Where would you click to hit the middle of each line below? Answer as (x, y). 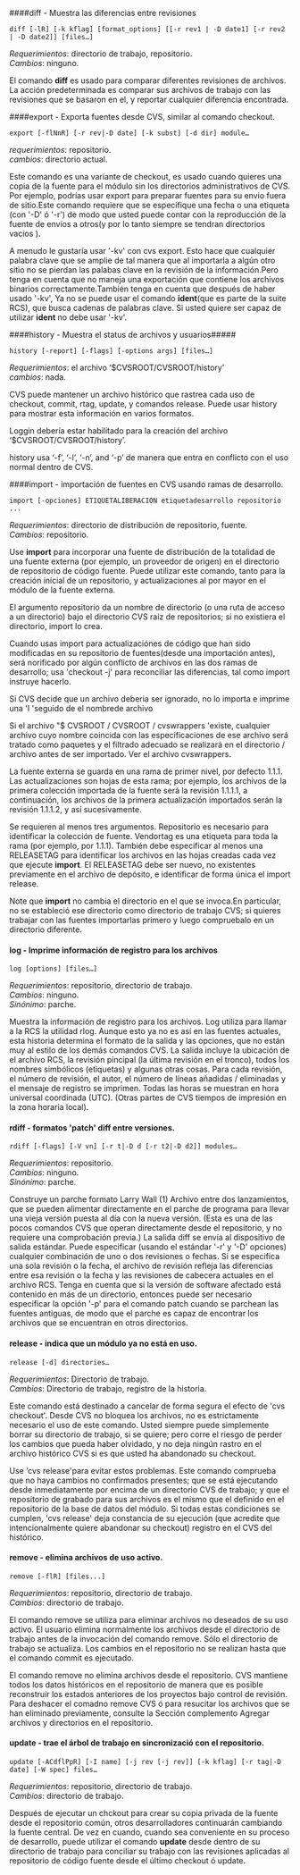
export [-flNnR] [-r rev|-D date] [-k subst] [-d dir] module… (129, 133)
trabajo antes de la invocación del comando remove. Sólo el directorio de (144, 1638)
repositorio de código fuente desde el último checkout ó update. (128, 1861)
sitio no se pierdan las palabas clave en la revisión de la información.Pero (144, 270)
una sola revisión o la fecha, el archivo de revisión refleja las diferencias (142, 1266)
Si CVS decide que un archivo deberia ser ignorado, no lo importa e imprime (150, 699)
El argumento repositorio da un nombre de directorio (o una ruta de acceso (147, 607)
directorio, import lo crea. (56, 626)
